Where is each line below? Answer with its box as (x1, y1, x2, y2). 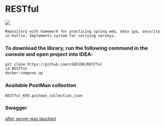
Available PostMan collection (5, 82, 77, 89)
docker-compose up (5, 70, 43, 76)
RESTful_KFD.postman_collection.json (5, 93, 83, 98)
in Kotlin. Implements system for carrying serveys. (5, 33, 116, 38)
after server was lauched (5, 116, 56, 122)
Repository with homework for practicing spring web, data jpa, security (5, 29, 161, 34)
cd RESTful (5, 66, 28, 71)
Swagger (5, 104, 28, 111)
